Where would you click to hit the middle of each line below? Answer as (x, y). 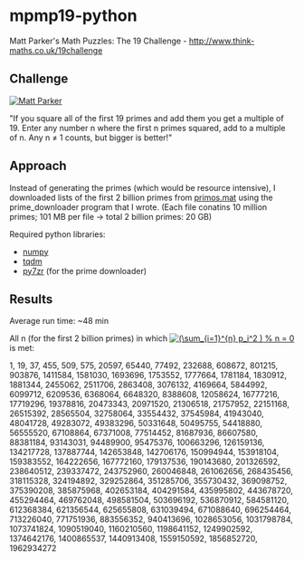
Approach (38, 166)
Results (31, 299)
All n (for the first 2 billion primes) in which (89, 338)
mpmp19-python (73, 16)
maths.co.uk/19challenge (56, 50)
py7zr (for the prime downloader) (85, 271)
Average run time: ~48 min (59, 321)
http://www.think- (222, 41)
